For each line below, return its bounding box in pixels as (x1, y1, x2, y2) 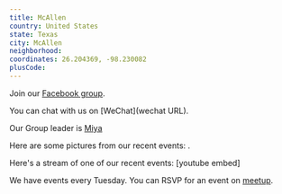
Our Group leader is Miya (9, 122, 103, 133)
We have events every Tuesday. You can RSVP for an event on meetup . (9, 174, 274, 185)
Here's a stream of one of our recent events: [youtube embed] (9, 157, 241, 168)
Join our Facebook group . (9, 87, 105, 99)
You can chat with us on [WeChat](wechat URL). (9, 105, 189, 116)
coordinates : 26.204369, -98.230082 (9, 55, 147, 64)
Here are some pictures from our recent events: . (9, 140, 191, 151)
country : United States (9, 22, 99, 31)
